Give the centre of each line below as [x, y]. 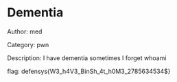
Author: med [25, 31]
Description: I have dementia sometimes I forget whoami [87, 58]
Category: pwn [28, 44]
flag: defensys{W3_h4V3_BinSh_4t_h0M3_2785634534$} [89, 71]
